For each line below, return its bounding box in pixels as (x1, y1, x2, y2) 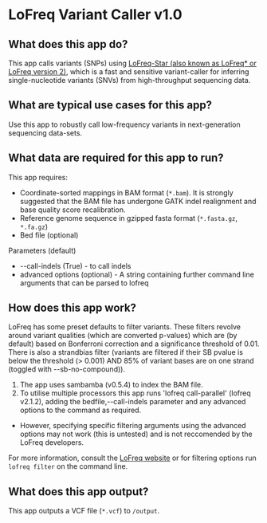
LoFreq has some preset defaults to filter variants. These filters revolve (8, 322, 241, 332)
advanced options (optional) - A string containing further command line (19, 269, 255, 279)
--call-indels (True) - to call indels (19, 261, 132, 270)
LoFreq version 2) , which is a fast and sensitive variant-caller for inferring (8, 67, 249, 77)
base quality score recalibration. (19, 205, 126, 214)
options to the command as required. (19, 405, 142, 415)
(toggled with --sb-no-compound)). (8, 364, 126, 374)
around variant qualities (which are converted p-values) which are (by (8, 331, 238, 340)
